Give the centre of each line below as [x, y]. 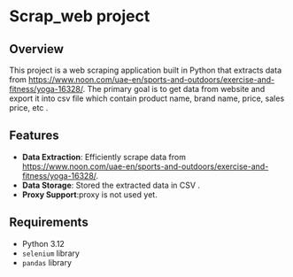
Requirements [49, 223]
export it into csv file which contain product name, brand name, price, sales [147, 98]
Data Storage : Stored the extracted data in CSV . [111, 185]
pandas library [47, 262]
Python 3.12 [43, 243]
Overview [37, 49]
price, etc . [29, 108]
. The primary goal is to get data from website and [174, 89]
